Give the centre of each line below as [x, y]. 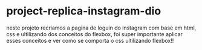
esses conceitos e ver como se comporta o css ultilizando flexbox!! [90, 40]
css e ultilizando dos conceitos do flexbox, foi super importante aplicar [95, 34]
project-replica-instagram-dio [84, 11]
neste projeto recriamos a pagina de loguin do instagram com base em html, [101, 28]
